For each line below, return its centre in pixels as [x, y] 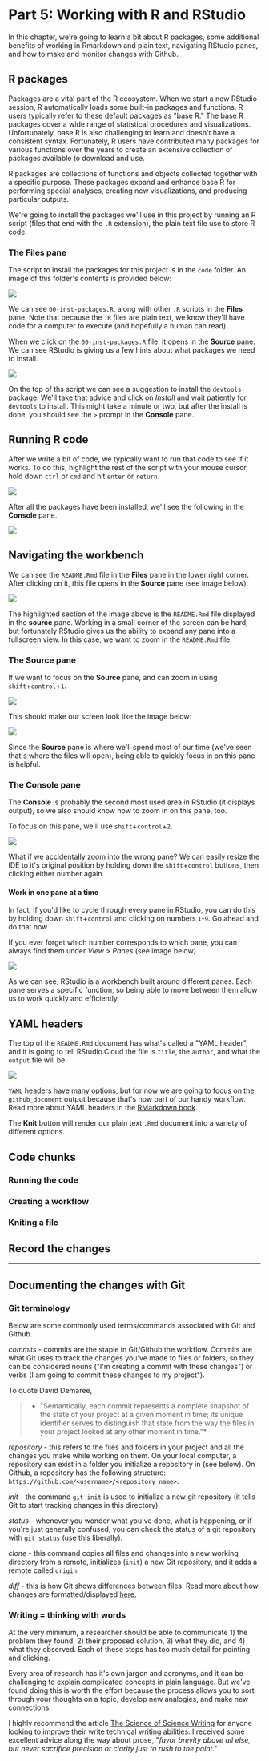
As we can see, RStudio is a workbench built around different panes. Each [130, 981]
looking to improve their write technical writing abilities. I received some [127, 1731]
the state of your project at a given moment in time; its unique [141, 1414]
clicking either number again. [56, 874]
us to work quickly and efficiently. [64, 998]
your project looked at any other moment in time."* [123, 1431]
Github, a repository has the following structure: [87, 1473]
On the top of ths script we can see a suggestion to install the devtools [125, 389]
